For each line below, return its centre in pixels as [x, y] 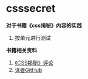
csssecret [31, 8]
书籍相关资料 [21, 50]
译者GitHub [28, 70]
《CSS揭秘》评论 [34, 63]
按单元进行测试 [33, 37]
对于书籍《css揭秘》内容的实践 [44, 25]
